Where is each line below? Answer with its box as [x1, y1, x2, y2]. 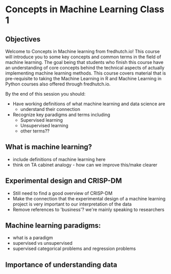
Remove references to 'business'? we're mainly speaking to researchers [12, 206, 165, 213]
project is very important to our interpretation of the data [12, 201, 132, 207]
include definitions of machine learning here [12, 156, 106, 162]
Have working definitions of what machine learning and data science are [12, 101, 165, 107]
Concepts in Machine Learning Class [5, 4, 165, 15]
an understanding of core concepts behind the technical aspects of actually [5, 65, 165, 71]
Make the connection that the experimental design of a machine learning [12, 195, 166, 201]
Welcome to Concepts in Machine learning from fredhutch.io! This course [5, 49, 160, 54]
